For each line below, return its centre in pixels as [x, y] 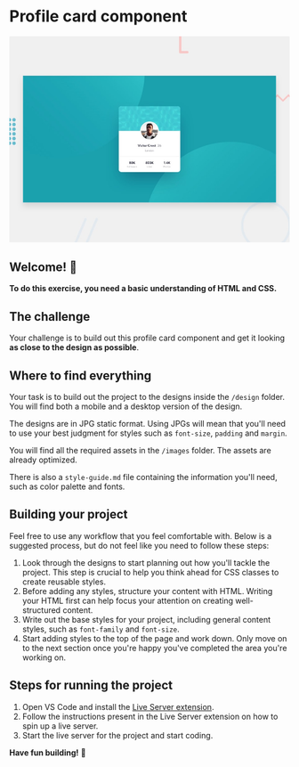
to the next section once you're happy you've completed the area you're [154, 648]
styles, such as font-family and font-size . [101, 629]
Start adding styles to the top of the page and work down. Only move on [154, 638]
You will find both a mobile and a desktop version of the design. [126, 406]
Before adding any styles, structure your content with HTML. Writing [147, 591]
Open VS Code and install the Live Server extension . [118, 706]
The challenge [50, 317]
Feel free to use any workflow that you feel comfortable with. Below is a [141, 535]
